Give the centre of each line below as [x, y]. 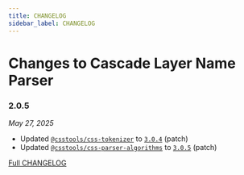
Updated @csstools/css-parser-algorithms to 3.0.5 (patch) [118, 147]
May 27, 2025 [31, 123]
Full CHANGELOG [37, 163]
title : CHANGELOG [37, 16]
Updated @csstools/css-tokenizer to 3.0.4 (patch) [104, 139]
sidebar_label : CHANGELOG [52, 23]
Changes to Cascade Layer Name [122, 63]
